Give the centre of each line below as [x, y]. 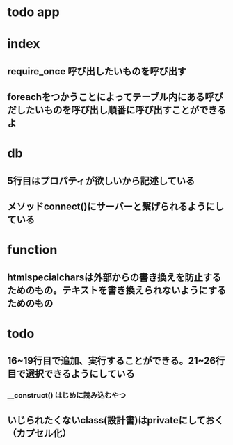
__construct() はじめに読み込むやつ [67, 396]
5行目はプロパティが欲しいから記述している [101, 180]
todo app [34, 12]
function [32, 250]
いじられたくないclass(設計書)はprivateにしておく [115, 420]
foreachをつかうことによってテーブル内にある [106, 97]
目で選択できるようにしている [71, 374]
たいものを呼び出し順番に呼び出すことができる [126, 110]
